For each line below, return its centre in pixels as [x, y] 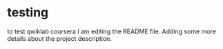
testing [28, 13]
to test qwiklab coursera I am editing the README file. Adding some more [111, 31]
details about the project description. [60, 38]
